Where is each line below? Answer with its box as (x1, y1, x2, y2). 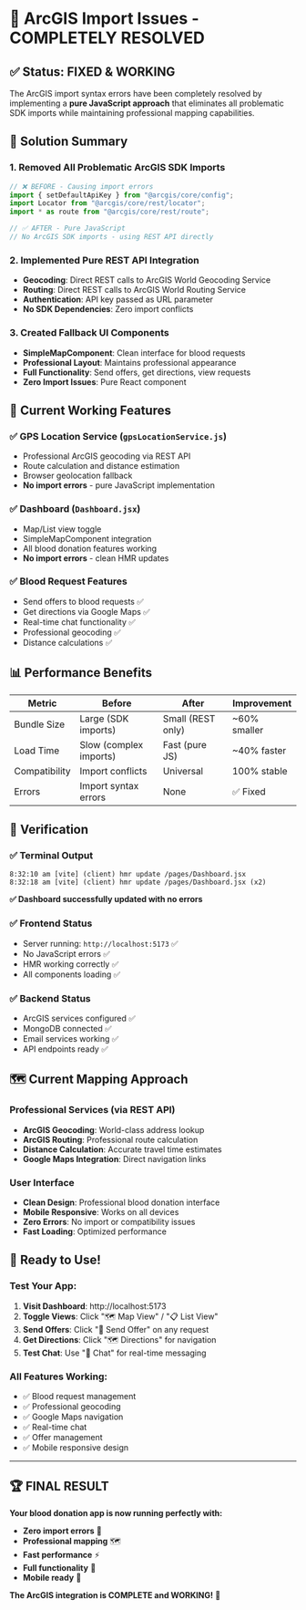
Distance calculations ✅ (22, 637, 113, 648)
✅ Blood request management (22, 1390, 137, 1401)
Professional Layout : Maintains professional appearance (22, 357, 237, 368)
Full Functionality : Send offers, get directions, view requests (22, 367, 251, 378)
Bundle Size (14, 718, 66, 731)
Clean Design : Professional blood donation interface (22, 1197, 220, 1208)
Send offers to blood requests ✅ (22, 596, 144, 607)
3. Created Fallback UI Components (9, 327, 170, 339)
